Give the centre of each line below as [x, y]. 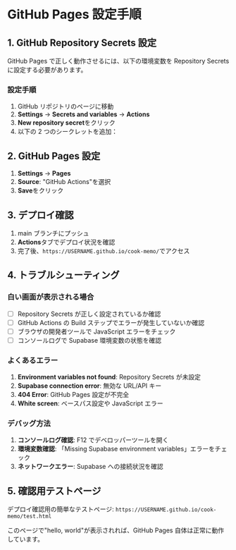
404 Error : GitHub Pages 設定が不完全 [73, 395]
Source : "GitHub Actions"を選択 [64, 182]
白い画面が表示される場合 [51, 297]
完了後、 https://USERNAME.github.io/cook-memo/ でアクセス [104, 250]
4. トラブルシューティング [63, 275]
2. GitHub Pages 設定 [54, 156]
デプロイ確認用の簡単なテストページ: [61, 509]
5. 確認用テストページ [54, 491]
